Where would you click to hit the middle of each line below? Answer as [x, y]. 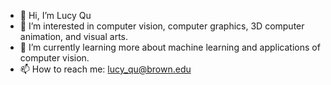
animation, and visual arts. [74, 36]
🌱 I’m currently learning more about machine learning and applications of [170, 47]
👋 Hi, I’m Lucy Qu [55, 15]
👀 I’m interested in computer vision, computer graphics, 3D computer [162, 26]
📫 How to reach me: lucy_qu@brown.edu [105, 69]
